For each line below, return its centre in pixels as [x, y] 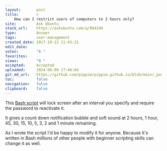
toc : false [27, 79]
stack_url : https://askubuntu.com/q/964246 [54, 28]
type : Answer [28, 33]
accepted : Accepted [30, 65]
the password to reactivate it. [35, 108]
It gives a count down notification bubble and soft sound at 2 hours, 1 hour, [82, 118]
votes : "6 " [25, 51]
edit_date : [16, 47]
